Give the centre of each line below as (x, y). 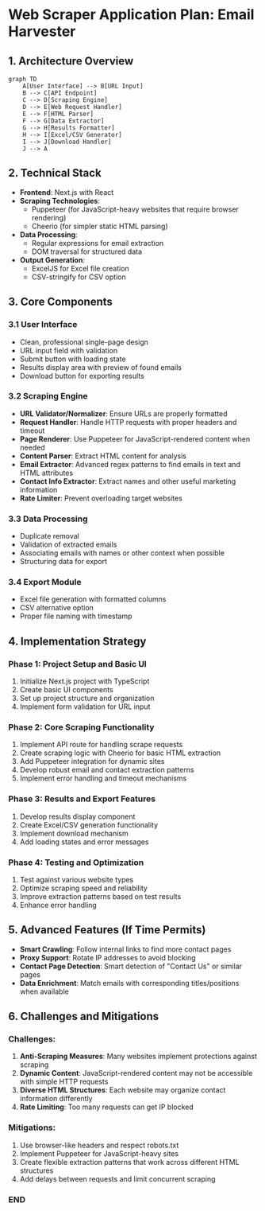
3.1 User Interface (43, 325)
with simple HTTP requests (64, 1082)
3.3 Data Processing (48, 519)
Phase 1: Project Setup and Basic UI (77, 664)
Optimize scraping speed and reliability (84, 888)
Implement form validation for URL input (85, 707)
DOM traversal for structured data (87, 251)
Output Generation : (52, 259)
